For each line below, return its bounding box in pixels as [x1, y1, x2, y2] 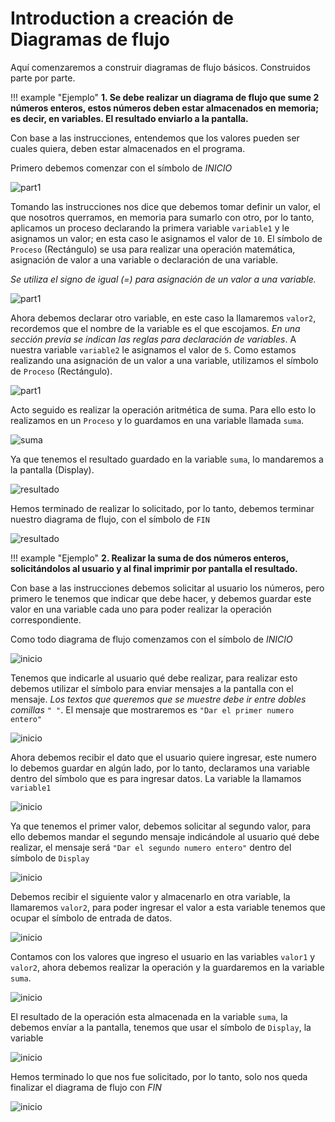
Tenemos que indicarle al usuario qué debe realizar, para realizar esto [10, 672, 298, 684]
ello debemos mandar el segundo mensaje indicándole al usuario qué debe [10, 830, 320, 842]
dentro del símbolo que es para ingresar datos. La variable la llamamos [10, 772, 302, 784]
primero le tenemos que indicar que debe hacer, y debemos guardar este [10, 592, 312, 604]
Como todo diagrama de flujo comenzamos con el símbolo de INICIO [10, 633, 293, 645]
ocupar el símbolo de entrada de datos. [10, 912, 173, 924]
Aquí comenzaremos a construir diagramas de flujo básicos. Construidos [10, 61, 311, 73]
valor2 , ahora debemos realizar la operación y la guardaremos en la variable [10, 961, 325, 973]
